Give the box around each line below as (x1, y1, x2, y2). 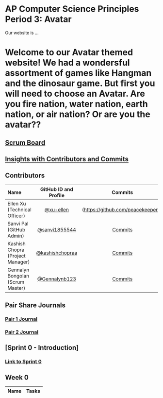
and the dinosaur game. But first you (5, 78, 155, 89)
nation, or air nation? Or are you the (5, 109, 150, 120)
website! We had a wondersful (5, 57, 130, 69)
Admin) (7, 232, 24, 239)
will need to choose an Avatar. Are (5, 88, 146, 99)
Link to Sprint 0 (5, 358, 42, 365)
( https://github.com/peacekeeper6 (81, 206, 161, 213)
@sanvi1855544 (37, 226, 76, 233)
